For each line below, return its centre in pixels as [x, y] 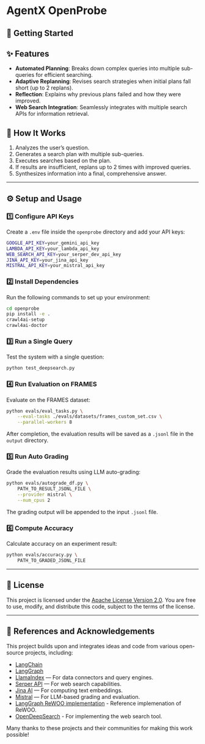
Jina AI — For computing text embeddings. [69, 690]
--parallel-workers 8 [45, 422]
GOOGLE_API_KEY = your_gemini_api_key [53, 243]
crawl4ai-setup [26, 320]
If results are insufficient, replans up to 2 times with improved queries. [103, 167]
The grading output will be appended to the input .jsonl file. [82, 512]
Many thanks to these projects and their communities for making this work [100, 728]
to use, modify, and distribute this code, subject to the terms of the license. [101, 606]
